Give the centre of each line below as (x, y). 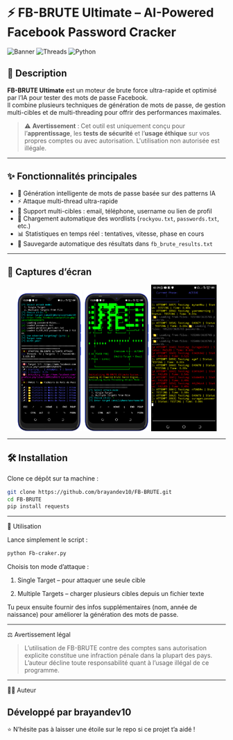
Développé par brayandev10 (69, 712)
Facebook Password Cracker (92, 32)
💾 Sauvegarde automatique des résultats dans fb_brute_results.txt (115, 243)
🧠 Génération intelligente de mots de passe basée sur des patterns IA (116, 193)
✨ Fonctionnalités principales (72, 176)
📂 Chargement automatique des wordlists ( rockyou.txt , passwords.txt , (118, 218)
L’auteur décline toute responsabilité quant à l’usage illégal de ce (116, 663)
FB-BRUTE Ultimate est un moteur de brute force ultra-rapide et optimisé (112, 90)
